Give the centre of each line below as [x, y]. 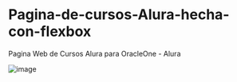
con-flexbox [50, 31]
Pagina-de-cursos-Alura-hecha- [119, 15]
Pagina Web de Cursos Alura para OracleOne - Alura [95, 53]
